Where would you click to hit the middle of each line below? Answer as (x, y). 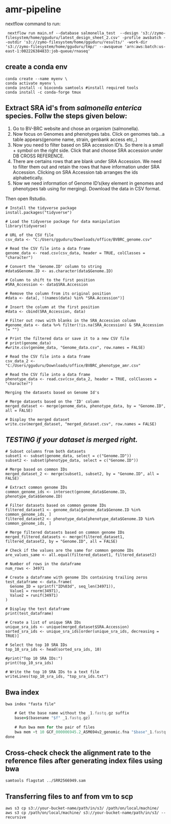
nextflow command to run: (33, 24)
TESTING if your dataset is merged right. (72, 440)
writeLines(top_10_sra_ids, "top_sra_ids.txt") (57, 677)
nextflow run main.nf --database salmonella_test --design (73, 33)
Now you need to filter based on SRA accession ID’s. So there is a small (88, 145)
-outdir (14, 42)
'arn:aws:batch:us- (145, 47)
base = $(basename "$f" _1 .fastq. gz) (52, 718)
